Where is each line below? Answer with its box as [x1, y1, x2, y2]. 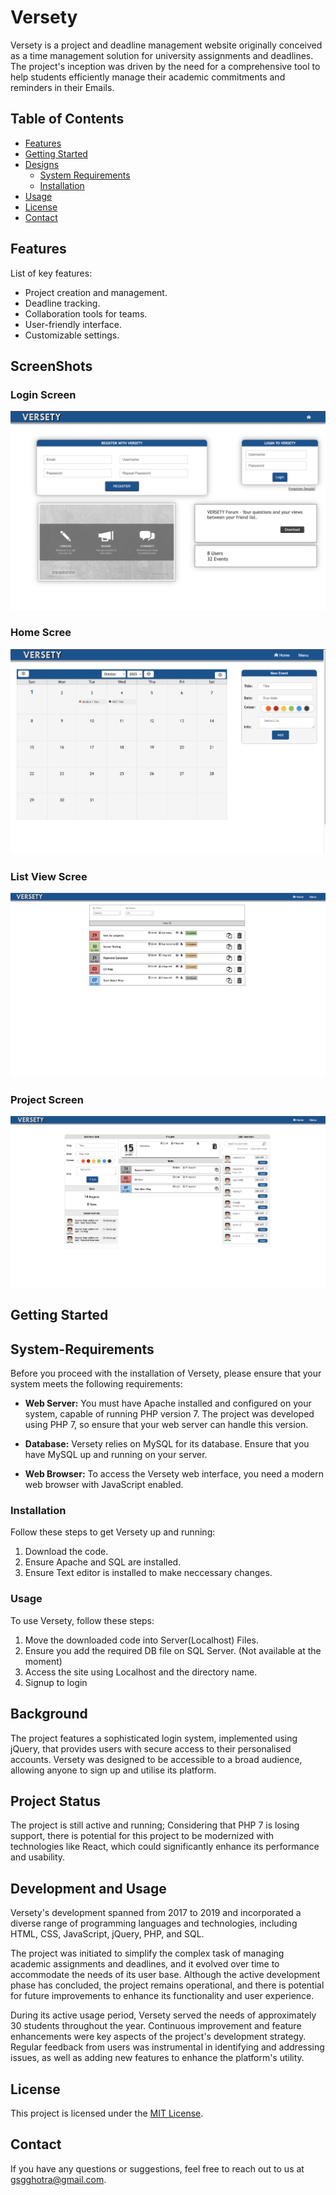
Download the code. [24, 1546, 109, 1558]
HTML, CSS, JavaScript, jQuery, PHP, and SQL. [10, 1928, 205, 1940]
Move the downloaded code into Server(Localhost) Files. [24, 1634, 259, 1646]
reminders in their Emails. [10, 81, 115, 93]
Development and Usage [10, 1880, 167, 1897]
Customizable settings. [24, 329, 120, 341]
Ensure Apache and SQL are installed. [24, 1556, 182, 1568]
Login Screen [10, 387, 77, 401]
